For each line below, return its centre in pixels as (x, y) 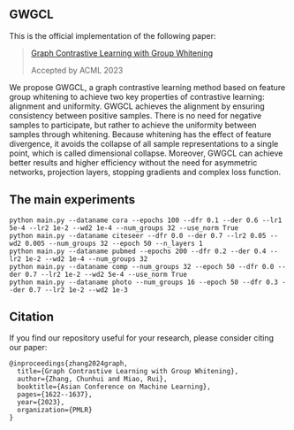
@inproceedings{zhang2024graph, (68, 364)
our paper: (28, 348)
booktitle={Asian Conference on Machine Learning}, (114, 387)
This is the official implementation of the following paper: (113, 35)
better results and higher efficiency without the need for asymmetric (133, 162)
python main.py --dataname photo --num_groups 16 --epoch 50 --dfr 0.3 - (148, 282)
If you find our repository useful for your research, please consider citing (142, 338)
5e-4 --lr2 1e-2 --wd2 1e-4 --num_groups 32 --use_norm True (124, 228)
